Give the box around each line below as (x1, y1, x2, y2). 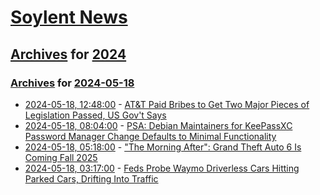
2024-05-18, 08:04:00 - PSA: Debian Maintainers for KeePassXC (24, 119, 293, 131)
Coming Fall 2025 (24, 151, 98, 163)
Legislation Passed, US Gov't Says (24, 109, 167, 121)
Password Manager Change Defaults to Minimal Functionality (24, 130, 277, 142)
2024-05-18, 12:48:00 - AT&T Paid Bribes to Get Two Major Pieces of (24, 98, 310, 110)
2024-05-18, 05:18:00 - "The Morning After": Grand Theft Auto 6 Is (24, 141, 302, 153)
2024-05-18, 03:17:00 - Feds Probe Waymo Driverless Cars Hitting (24, 162, 300, 174)
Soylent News (10, 6, 128, 29)
